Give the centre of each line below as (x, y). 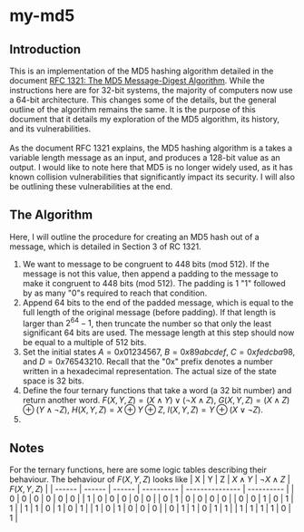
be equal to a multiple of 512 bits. (84, 343)
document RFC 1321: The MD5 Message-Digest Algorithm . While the (137, 81)
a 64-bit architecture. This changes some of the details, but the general (143, 100)
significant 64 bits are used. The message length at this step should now (158, 333)
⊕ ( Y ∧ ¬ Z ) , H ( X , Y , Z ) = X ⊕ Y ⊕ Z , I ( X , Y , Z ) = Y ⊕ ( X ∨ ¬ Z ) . (142, 410)
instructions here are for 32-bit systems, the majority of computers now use (151, 90)
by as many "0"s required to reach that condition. (115, 293)
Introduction (45, 49)
